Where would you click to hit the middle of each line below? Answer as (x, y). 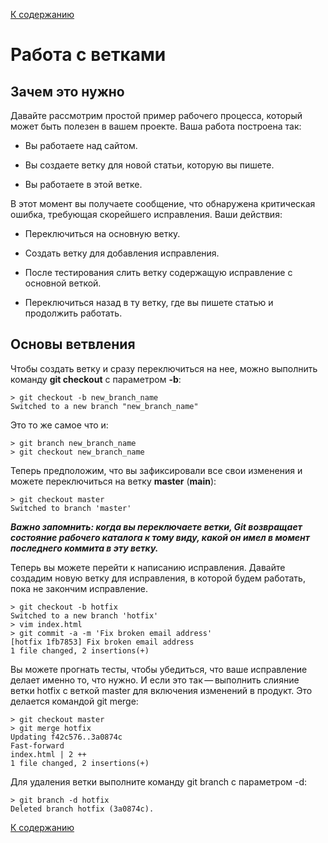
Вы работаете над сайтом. (81, 145)
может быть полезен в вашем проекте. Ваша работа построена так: (156, 126)
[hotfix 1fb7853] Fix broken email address (102, 642)
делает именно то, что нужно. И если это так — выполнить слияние (155, 680)
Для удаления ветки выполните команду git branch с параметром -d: (159, 781)
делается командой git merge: (74, 701)
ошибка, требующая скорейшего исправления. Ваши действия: (146, 214)
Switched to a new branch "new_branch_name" (104, 406)
